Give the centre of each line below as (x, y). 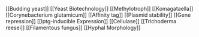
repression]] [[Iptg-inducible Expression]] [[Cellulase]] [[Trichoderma (91, 21)
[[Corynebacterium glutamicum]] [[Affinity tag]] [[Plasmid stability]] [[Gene (98, 15)
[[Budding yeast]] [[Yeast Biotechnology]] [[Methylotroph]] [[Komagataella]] (99, 9)
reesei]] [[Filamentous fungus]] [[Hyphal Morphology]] (73, 27)
